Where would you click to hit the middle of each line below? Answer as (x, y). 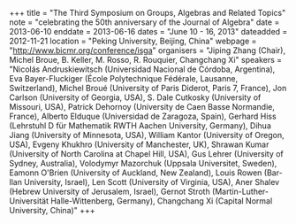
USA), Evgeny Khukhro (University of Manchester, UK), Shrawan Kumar (139, 144)
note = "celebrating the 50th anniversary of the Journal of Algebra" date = (144, 22)
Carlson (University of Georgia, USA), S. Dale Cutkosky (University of (135, 97)
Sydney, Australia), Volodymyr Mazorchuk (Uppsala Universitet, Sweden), (143, 163)
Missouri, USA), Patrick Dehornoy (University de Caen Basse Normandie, (142, 107)
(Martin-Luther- (240, 191)
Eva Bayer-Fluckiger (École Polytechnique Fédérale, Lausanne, (124, 78)
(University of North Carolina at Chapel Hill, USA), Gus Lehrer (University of (147, 154)
